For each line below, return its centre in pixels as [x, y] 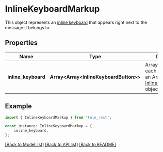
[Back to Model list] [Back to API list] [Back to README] [61, 145]
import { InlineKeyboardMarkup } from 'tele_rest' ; [58, 118]
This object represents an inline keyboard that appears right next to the [76, 22]
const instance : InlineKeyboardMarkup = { [49, 126]
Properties [21, 43]
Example [18, 106]
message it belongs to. [28, 27]
